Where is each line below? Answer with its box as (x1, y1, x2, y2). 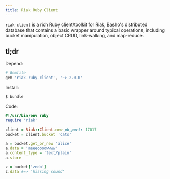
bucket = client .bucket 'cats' (5, 132, 72, 137)
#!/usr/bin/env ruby (5, 113, 49, 118)
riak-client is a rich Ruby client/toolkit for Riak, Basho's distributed (5, 21, 148, 28)
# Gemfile (5, 70, 26, 75)
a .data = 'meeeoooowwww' (5, 146, 58, 151)
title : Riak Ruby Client (5, 7, 58, 13)
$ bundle (5, 94, 24, 99)
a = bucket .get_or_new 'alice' (5, 141, 72, 146)
